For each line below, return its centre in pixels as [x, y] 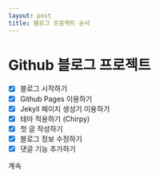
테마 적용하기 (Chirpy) [55, 119]
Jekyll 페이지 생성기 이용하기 [65, 109]
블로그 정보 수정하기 [51, 138]
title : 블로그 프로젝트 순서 [49, 23]
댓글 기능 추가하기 [48, 148]
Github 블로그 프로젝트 [80, 65]
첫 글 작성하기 [41, 129]
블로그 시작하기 [44, 89]
